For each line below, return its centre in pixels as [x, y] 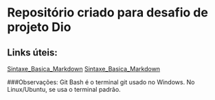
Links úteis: [33, 52]
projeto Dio [39, 27]
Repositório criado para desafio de [107, 13]
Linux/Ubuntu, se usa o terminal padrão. [64, 89]
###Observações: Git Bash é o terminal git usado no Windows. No [101, 82]
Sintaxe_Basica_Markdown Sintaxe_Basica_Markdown [83, 69]
